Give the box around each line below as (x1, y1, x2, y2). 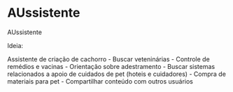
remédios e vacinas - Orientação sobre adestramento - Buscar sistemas (7, 62, 216, 70)
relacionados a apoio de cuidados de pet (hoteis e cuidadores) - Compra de (7, 70, 226, 78)
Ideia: (7, 41, 23, 49)
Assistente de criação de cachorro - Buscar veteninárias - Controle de (7, 54, 210, 63)
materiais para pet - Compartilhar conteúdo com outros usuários (7, 77, 194, 85)
